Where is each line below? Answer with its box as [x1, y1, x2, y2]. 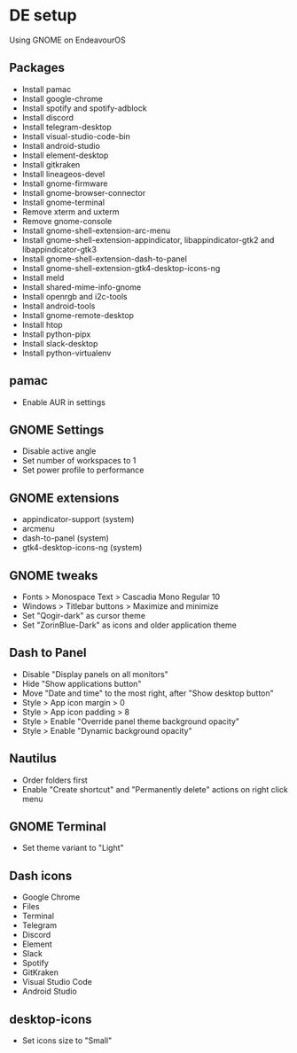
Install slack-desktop [21, 338, 98, 348]
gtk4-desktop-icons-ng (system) [21, 542, 143, 553]
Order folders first [21, 775, 89, 785]
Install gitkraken [21, 159, 81, 169]
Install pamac [21, 83, 72, 94]
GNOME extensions [9, 490, 120, 505]
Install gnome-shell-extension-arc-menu [21, 225, 171, 236]
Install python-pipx [21, 329, 91, 339]
